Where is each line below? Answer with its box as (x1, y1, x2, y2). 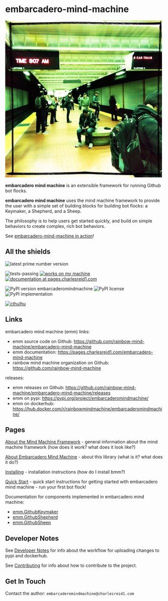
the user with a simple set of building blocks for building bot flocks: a (5, 202, 148, 209)
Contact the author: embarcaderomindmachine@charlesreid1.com (5, 590, 134, 596)
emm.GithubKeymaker (12, 509, 59, 515)
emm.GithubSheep (12, 520, 51, 526)
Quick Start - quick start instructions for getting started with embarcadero (5, 478, 158, 485)
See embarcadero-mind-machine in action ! (5, 232, 94, 239)
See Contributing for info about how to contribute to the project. (5, 562, 137, 568)
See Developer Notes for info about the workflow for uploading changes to (5, 547, 159, 553)
